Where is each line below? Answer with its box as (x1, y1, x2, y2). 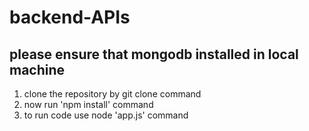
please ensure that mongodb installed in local (9, 46, 299, 63)
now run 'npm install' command (23, 99, 154, 110)
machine (9, 61, 66, 78)
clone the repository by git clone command (23, 88, 202, 100)
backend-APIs (9, 6, 131, 29)
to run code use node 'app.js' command (23, 109, 189, 121)
